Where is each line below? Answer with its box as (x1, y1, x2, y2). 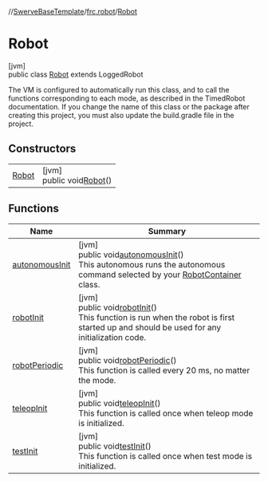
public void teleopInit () (78, 397, 161, 409)
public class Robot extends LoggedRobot (8, 69, 144, 79)
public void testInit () (78, 441, 152, 452)
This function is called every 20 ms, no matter (78, 365, 250, 376)
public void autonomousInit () (78, 249, 184, 260)
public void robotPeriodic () (78, 354, 177, 365)
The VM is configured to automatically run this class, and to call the (8, 85, 230, 94)
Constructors (8, 142, 77, 156)
